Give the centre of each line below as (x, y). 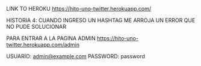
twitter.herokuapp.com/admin (43, 45)
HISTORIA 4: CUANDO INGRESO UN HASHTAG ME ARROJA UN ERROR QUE (101, 20)
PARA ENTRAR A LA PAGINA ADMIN (51, 38)
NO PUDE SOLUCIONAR (36, 27)
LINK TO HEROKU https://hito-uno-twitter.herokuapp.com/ (79, 9)
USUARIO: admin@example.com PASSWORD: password (76, 56)
